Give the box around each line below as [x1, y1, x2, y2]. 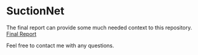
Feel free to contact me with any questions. [6, 42, 114, 49]
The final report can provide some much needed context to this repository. [6, 24, 193, 31]
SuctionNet [6, 4, 65, 18]
